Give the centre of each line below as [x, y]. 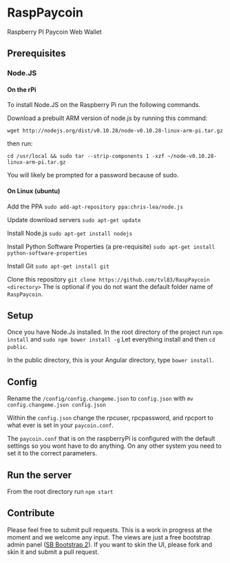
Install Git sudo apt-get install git [58, 266]
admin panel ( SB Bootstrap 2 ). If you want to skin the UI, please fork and [109, 544]
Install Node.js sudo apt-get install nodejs [70, 233]
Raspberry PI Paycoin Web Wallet [54, 32]
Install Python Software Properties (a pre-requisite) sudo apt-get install [111, 246]
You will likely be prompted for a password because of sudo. [93, 175]
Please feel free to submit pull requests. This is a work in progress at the [109, 530]
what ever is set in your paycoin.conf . [60, 425]
